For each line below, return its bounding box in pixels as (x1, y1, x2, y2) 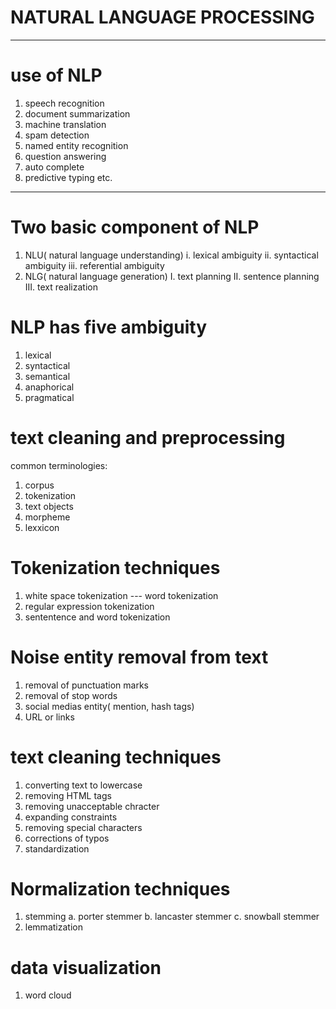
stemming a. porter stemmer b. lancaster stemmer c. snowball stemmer (24, 911, 320, 923)
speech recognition (24, 97, 105, 109)
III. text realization (24, 281, 98, 293)
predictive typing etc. (24, 171, 113, 183)
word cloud (24, 989, 72, 1001)
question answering (24, 150, 107, 162)
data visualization (10, 956, 162, 979)
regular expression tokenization (24, 600, 155, 612)
